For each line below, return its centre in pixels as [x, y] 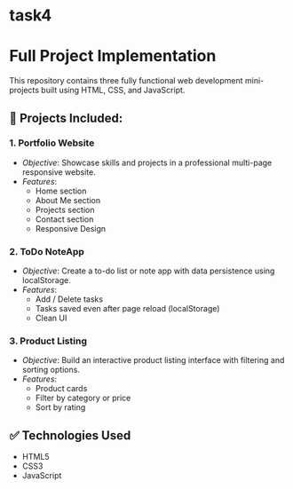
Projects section [65, 209]
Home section [61, 191]
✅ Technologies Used [70, 435]
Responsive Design [71, 228]
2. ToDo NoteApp [47, 251]
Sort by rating [60, 407]
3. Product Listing [48, 341]
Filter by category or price [83, 398]
